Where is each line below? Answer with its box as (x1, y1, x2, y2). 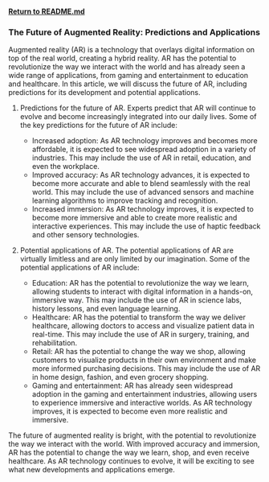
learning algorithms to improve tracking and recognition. (31, 196, 218, 205)
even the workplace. (31, 161, 100, 171)
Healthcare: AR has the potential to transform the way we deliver (31, 312, 247, 322)
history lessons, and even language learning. (31, 303, 181, 313)
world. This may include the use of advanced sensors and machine (31, 187, 255, 196)
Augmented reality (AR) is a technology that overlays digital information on (8, 44, 255, 54)
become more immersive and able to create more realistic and (31, 212, 238, 222)
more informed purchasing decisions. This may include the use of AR (31, 363, 261, 373)
